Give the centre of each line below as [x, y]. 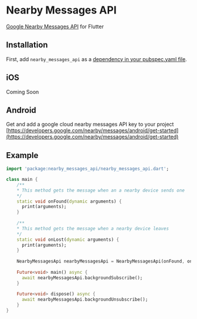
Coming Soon [23, 92]
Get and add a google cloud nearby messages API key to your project [90, 125]
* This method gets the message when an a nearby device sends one [101, 190]
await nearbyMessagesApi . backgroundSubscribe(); [82, 278]
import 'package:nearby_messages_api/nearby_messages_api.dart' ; [87, 169]
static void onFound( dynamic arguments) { [69, 201]
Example [22, 155]
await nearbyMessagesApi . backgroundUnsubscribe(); [85, 300]
